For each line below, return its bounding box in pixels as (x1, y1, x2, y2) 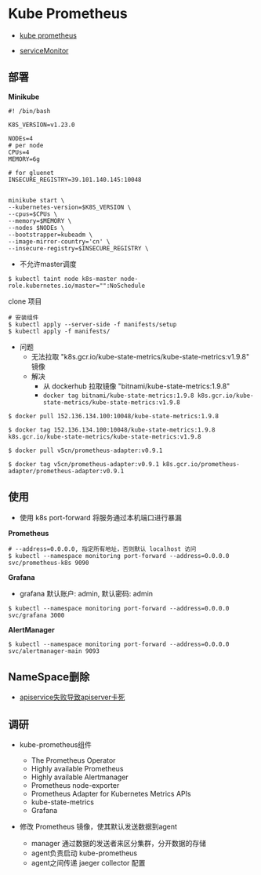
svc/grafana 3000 (8, 611, 65, 619)
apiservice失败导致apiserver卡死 (19, 692, 125, 702)
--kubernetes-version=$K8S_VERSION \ (8, 203, 132, 211)
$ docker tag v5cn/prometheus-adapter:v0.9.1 (8, 460, 159, 468)
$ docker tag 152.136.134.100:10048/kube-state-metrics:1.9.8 (8, 425, 216, 434)
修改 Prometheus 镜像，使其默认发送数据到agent (19, 822, 178, 832)
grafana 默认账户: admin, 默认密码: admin (19, 589, 154, 598)
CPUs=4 (8, 148, 30, 156)
